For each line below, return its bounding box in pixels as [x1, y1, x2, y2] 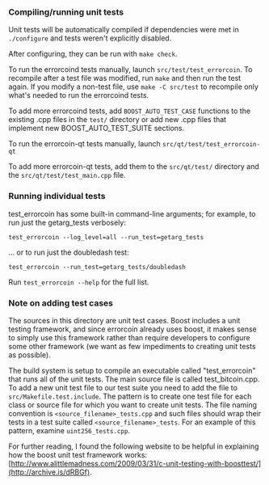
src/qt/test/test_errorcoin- [162, 141, 261, 149]
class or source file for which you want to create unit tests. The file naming [8, 399, 257, 410]
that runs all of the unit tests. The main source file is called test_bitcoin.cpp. [8, 374, 260, 384]
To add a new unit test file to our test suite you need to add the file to [8, 382, 238, 392]
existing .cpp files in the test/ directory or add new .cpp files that [8, 115, 227, 124]
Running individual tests [8, 191, 106, 202]
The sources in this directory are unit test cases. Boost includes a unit [8, 315, 241, 325]
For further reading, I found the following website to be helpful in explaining [8, 441, 259, 451]
